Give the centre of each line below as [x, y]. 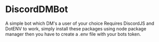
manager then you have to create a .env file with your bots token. [73, 34]
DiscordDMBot [37, 9]
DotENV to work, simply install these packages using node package [76, 28]
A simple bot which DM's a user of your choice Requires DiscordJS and [80, 23]
